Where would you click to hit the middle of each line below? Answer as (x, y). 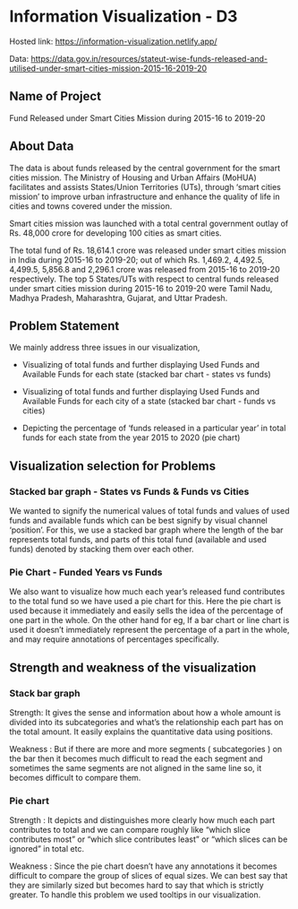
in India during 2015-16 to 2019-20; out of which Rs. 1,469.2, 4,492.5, (137, 260)
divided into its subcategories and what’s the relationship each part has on (146, 723)
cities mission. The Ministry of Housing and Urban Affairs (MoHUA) (133, 177)
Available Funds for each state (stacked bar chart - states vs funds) (146, 375)
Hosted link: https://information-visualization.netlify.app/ (113, 41)
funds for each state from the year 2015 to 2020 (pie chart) (131, 437)
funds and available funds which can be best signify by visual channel (139, 521)
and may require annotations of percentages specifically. (114, 639)
